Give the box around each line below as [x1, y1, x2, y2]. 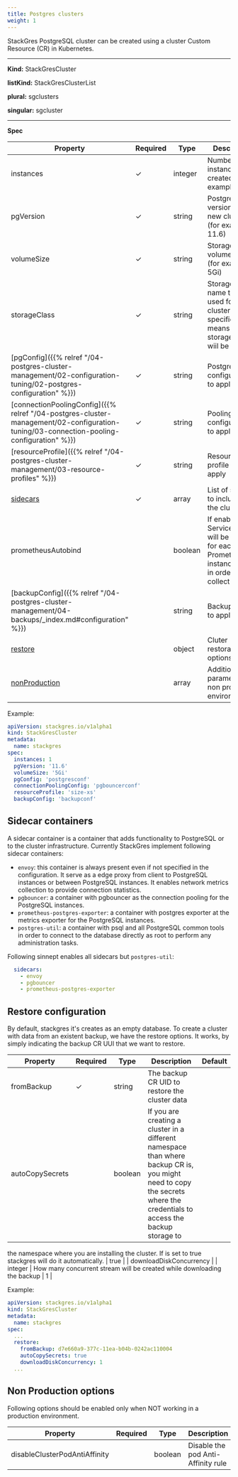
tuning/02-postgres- [11, 379, 83, 389]
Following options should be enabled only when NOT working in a [7, 1404, 199, 1412]
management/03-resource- [11, 464, 106, 474]
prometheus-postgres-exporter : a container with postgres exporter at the [17, 908, 229, 917]
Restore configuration [7, 1005, 106, 1017]
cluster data [147, 1095, 188, 1105]
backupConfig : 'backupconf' [13, 795, 97, 803]
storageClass [11, 310, 55, 320]
